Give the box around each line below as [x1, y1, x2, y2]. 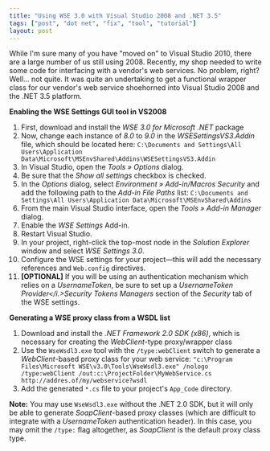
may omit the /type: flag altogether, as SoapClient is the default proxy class [9, 425, 260, 435]
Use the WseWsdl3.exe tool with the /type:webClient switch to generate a [20, 346, 260, 355]
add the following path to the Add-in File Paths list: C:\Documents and [20, 188, 248, 198]
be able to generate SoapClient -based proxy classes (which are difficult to [9, 408, 256, 418]
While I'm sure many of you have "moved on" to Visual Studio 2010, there [9, 49, 252, 59]
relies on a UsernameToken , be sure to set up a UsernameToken [20, 281, 234, 290]
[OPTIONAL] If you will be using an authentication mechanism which [20, 272, 248, 281]
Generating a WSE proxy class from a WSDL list [9, 313, 171, 322]
